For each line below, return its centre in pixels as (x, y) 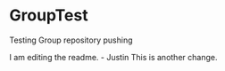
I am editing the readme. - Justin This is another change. (113, 57)
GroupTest (49, 16)
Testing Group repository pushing (71, 40)
